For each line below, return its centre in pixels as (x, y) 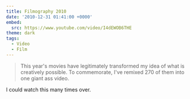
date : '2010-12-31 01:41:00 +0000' (49, 17)
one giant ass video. (45, 78)
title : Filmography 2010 (36, 11)
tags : (13, 38)
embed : (14, 22)
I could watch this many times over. (49, 89)
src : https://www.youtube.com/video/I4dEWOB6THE (72, 28)
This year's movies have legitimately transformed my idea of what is (102, 66)
